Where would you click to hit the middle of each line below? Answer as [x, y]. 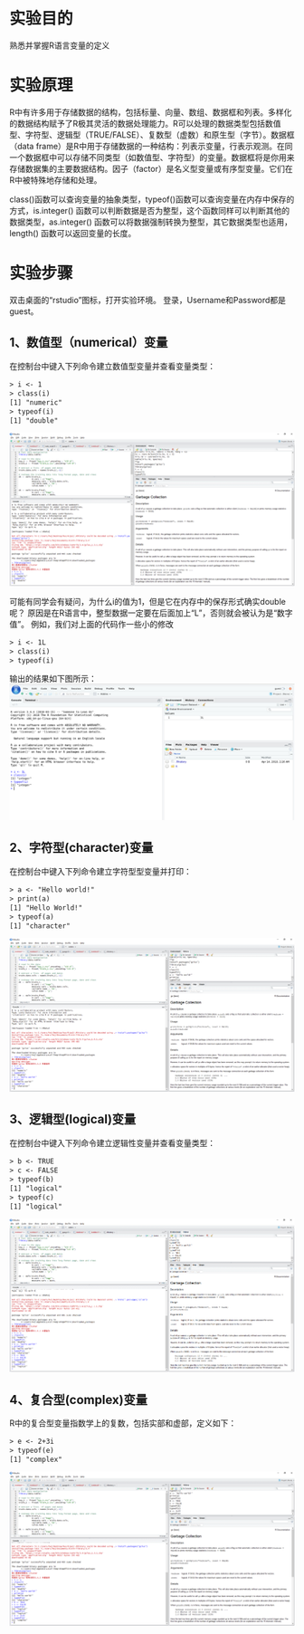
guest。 [24, 311]
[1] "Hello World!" [46, 908]
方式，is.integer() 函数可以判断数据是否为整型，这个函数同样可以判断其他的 [150, 210]
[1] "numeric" [36, 402]
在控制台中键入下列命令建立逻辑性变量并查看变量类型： [112, 1142]
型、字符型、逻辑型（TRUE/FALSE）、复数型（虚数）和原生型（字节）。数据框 [152, 134]
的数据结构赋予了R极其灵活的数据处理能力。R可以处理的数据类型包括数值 [146, 123]
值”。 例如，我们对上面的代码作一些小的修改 [92, 625]
